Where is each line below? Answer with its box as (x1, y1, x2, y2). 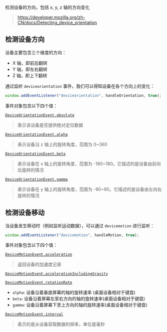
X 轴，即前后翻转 (12, 60, 48, 66)
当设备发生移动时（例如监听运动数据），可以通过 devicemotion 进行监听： (5, 222, 155, 228)
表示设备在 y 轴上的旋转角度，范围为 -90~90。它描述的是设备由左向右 (17, 186, 162, 192)
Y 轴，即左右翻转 (12, 66, 48, 72)
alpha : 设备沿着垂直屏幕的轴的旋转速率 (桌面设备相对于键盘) (12, 290, 136, 296)
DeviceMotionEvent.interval (5, 312, 64, 317)
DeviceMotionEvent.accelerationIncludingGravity (5, 271, 108, 277)
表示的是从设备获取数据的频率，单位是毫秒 (17, 321, 105, 328)
